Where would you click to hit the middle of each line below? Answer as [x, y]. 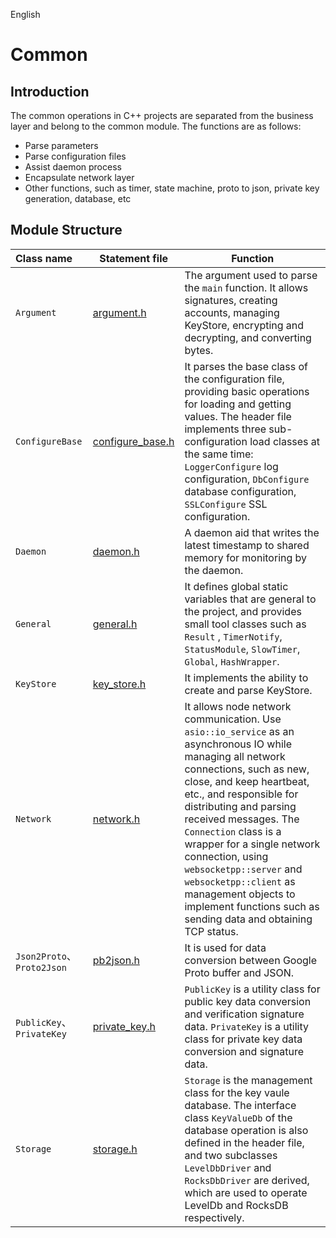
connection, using [226, 856]
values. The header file [238, 416]
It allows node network [238, 706]
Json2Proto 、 [46, 956]
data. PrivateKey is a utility [247, 1026]
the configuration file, [234, 379]
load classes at [285, 441]
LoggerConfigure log [231, 466]
